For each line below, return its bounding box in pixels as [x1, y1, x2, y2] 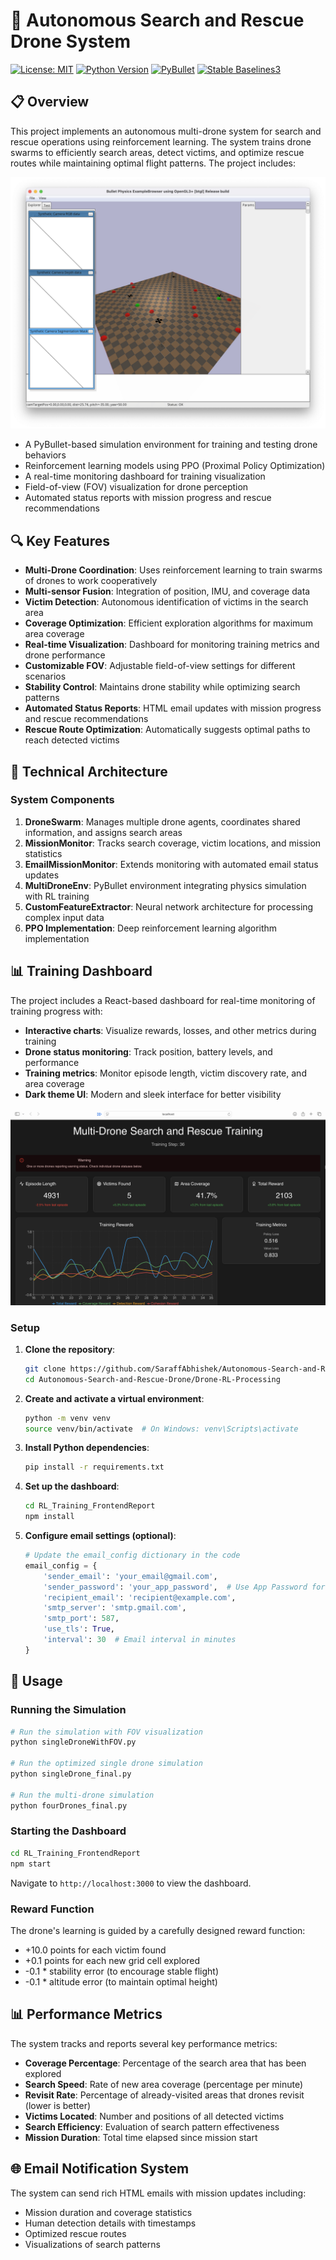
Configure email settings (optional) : [24, 1530, 177, 1542]
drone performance [24, 649, 106, 661]
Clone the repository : [24, 1343, 116, 1355]
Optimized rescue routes [24, 2227, 127, 2239]
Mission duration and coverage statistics [24, 2206, 193, 2218]
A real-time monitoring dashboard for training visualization [24, 470, 266, 483]
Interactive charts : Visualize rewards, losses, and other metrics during [24, 1024, 317, 1036]
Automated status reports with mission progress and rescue [24, 492, 272, 504]
